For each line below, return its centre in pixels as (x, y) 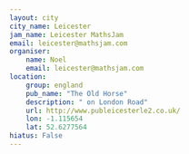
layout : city (34, 18)
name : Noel (46, 60)
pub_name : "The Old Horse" (77, 93)
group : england (55, 85)
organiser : (30, 52)
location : (28, 77)
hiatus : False (36, 136)
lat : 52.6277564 (57, 128)
